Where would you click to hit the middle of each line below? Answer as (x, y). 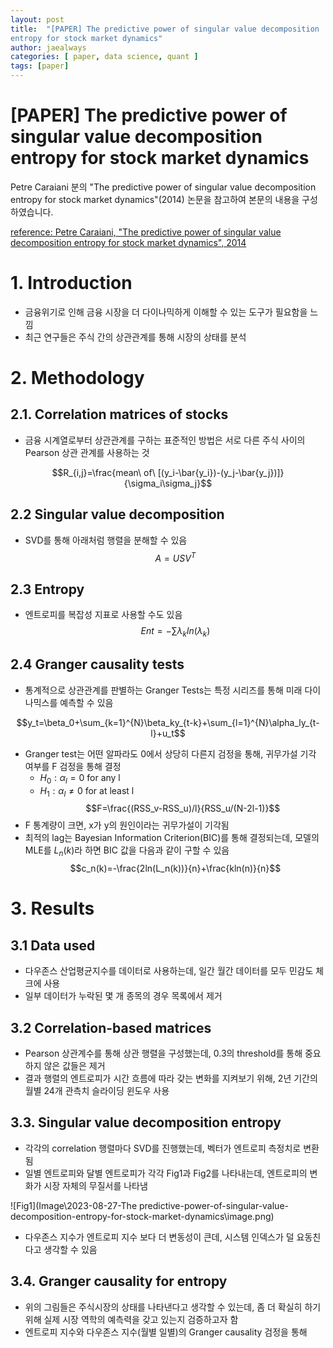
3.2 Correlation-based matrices (111, 1027)
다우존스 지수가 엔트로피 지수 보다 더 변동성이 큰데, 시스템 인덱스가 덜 (159, 1237)
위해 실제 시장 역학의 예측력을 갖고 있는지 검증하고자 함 (131, 1319)
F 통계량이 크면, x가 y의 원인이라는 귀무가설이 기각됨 (127, 825)
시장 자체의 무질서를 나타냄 (95, 1185)
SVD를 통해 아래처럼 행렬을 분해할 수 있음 (106, 540)
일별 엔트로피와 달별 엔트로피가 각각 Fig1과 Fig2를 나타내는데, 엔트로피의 (166, 1173)
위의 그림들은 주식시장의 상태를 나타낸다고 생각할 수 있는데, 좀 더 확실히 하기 (173, 1307)
